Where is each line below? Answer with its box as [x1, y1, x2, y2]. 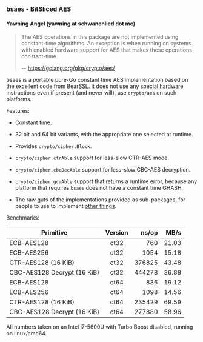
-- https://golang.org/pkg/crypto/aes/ [21, 64, 115, 72]
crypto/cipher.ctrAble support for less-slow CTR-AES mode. [15, 154, 170, 162]
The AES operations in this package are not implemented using [21, 33, 179, 41]
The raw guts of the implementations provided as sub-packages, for [15, 196, 186, 203]
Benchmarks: [6, 214, 39, 221]
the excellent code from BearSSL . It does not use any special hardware [6, 82, 184, 90]
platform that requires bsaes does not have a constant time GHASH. [15, 184, 184, 192]
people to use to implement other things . [15, 203, 117, 210]
